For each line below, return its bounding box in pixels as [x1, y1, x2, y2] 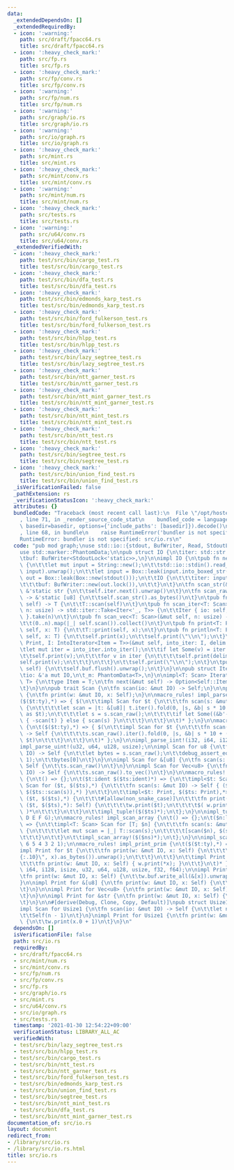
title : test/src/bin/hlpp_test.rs [19, 341, 120, 348]
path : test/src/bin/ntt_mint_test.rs [19, 412, 130, 419]
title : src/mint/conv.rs [19, 179, 92, 186]
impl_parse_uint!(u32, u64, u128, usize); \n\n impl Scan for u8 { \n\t [19, 743, 226, 750]
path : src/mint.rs [19, 153, 73, 160]
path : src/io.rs [13, 938, 61, 945]
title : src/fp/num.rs [19, 101, 82, 108]
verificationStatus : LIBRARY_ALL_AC [13, 1028, 120, 1036]
